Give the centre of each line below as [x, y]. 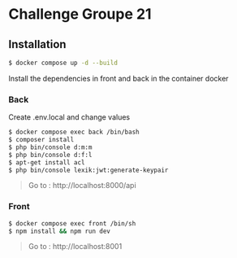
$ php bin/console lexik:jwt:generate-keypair [88, 170]
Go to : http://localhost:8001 [75, 247]
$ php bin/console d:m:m [50, 147]
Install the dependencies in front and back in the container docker [118, 78]
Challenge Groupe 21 [80, 14]
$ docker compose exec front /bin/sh [72, 223]
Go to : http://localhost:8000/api [82, 186]
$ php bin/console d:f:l [50, 155]
